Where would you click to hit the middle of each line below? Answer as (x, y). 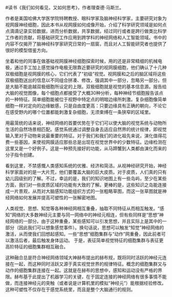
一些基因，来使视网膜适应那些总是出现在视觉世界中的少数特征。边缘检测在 (88, 142)
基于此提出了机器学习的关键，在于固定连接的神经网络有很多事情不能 (95, 277)
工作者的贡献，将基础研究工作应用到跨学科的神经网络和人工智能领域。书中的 (86, 38)
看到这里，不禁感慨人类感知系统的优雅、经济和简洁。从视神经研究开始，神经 (86, 166)
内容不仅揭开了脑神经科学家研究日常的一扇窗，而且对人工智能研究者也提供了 (86, 44)
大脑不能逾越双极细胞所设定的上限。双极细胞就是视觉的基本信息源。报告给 (88, 86)
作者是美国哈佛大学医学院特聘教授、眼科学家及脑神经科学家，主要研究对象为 (86, 18)
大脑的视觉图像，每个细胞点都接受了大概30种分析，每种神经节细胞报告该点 (84, 93)
